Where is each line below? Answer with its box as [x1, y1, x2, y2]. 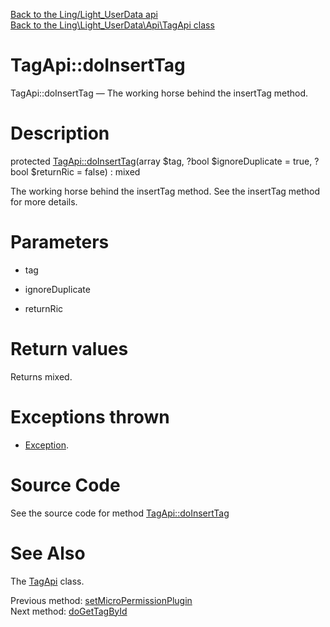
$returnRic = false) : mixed [30, 165, 141, 178]
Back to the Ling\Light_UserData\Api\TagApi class [10, 19, 215, 31]
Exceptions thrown [10, 405, 170, 428]
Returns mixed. [10, 370, 73, 383]
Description [10, 122, 110, 145]
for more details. [10, 195, 78, 208]
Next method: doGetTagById [10, 605, 128, 617]
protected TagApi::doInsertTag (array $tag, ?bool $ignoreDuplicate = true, [10, 155, 313, 167]
